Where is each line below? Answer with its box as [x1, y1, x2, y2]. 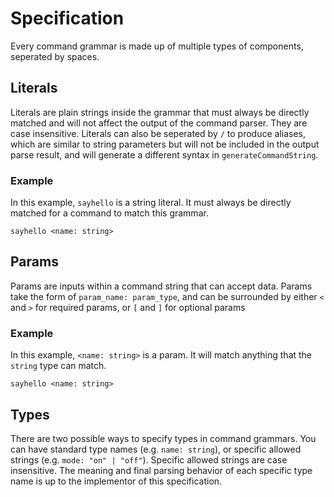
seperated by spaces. [10, 50, 100, 62]
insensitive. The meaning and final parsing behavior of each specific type [10, 464, 313, 476]
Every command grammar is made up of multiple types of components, [10, 40, 304, 52]
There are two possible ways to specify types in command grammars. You [10, 432, 317, 444]
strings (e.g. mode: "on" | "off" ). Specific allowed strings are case [10, 453, 288, 466]
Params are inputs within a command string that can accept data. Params [10, 280, 313, 292]
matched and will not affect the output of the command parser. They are [10, 117, 308, 129]
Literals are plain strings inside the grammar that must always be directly [10, 106, 310, 118]
